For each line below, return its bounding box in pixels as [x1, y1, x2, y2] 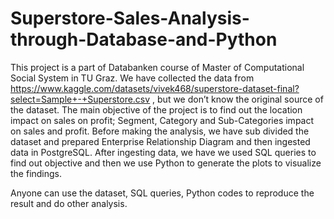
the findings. [10, 167, 63, 179]
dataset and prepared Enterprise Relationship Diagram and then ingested [10, 135, 311, 147]
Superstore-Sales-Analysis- [10, 7, 250, 30]
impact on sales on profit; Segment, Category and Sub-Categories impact [10, 114, 315, 126]
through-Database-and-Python [10, 28, 278, 51]
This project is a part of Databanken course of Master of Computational [10, 61, 305, 73]
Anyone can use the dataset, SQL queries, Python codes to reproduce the [10, 187, 315, 199]
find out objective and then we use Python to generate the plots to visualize [10, 157, 322, 169]
